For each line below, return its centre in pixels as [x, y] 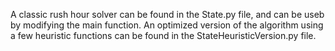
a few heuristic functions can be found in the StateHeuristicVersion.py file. [163, 35]
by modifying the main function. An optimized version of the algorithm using [167, 25]
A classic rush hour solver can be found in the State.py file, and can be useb [167, 14]
